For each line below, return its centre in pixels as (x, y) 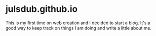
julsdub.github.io (42, 9)
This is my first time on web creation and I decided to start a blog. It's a (78, 23)
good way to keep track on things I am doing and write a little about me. (78, 28)
